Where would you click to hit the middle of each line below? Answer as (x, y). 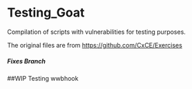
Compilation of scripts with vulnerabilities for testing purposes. (97, 32)
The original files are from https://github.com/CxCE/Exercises (95, 45)
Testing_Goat (46, 13)
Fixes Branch (27, 61)
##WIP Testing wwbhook (43, 78)
